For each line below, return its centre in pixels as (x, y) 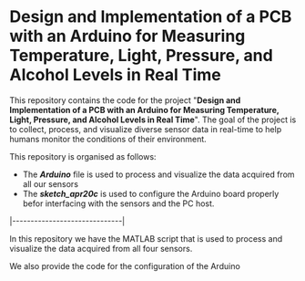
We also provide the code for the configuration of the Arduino (125, 265)
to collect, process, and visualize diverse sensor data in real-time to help (146, 129)
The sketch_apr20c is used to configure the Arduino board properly (151, 193)
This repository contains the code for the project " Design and (125, 100)
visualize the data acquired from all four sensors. (101, 248)
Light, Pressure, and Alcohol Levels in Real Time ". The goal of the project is (153, 120)
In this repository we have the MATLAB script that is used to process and (146, 238)
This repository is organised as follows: (83, 156)
